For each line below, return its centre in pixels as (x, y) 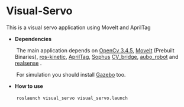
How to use (29, 86)
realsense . (28, 63)
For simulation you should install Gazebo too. (71, 74)
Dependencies (33, 39)
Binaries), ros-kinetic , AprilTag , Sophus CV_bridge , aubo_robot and (96, 56)
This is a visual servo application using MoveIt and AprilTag (78, 27)
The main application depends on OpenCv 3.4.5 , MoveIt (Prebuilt (95, 50)
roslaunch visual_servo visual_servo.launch (72, 98)
